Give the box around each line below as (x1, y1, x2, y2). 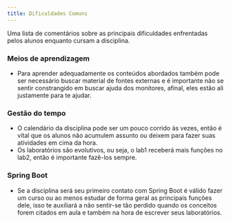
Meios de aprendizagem (7, 53, 90, 63)
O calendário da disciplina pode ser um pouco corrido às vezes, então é (17, 124, 222, 132)
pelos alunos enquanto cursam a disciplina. (7, 36, 130, 45)
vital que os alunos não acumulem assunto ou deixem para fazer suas (17, 132, 216, 140)
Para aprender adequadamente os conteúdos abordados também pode (17, 69, 220, 77)
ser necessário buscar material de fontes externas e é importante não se (17, 77, 224, 85)
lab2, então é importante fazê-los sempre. (17, 153, 137, 162)
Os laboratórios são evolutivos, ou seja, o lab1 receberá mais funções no (17, 146, 223, 154)
